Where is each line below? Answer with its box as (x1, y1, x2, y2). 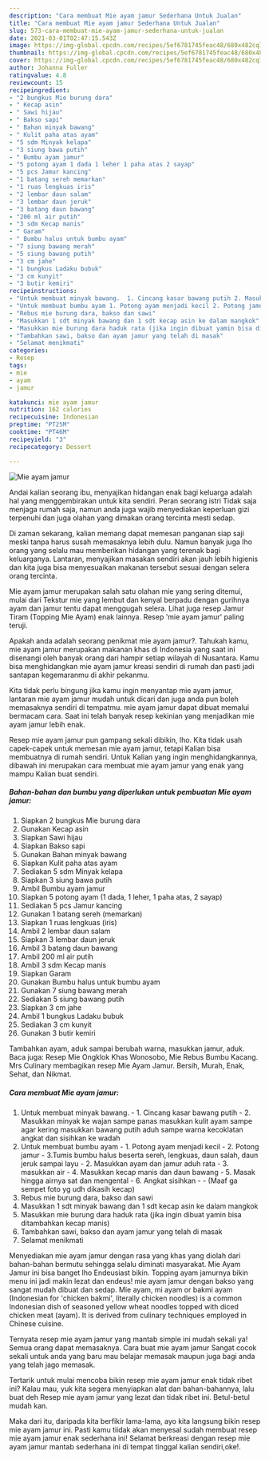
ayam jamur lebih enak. (9, 719, 86, 729)
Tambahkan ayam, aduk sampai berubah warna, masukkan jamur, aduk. (9, 1044, 245, 1053)
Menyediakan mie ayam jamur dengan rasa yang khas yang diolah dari (9, 1251, 241, 1261)
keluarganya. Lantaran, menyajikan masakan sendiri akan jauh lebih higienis (9, 554, 259, 563)
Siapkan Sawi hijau (20, 833, 83, 843)
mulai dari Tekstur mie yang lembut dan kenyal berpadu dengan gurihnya (9, 595, 250, 604)
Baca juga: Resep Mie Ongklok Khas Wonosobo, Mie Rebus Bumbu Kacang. (9, 1052, 259, 1062)
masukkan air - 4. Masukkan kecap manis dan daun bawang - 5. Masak (20, 1168, 256, 1177)
